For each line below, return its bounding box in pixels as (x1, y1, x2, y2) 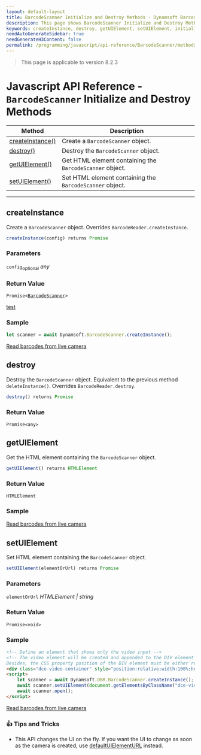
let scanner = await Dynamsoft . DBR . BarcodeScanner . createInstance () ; (17, 677, 194, 683)
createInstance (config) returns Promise (6, 235, 109, 241)
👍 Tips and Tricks (6, 720, 60, 728)
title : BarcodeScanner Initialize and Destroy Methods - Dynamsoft (6, 14, 178, 20)
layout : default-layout (6, 8, 66, 15)
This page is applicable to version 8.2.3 (20, 58, 118, 66)
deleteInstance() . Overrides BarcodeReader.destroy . (6, 382, 136, 389)
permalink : (6, 43, 33, 48)
